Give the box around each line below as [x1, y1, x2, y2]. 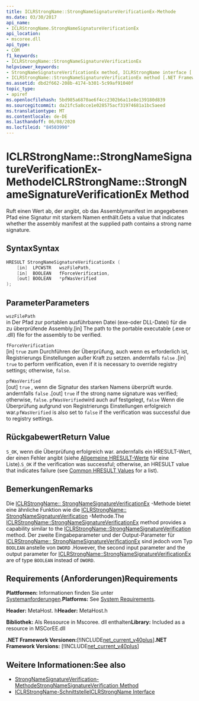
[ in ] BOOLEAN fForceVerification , [17, 270, 110, 276]
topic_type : [6, 86, 36, 92]
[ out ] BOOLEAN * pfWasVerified [17, 276, 97, 282]
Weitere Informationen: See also [6, 659, 126, 670]
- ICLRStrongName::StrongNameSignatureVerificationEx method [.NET [6, 75, 176, 81]
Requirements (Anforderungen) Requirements [6, 573, 178, 584]
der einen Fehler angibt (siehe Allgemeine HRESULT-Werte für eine [6, 454, 169, 461]
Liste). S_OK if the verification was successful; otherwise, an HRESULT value [6, 460, 190, 467]
